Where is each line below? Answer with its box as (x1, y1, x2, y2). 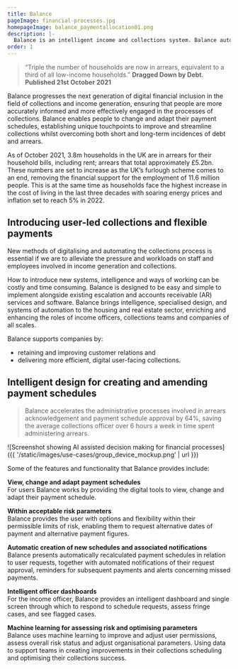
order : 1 (7, 43, 33, 50)
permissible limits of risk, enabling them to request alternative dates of (7, 521, 213, 530)
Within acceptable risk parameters (7, 506, 112, 515)
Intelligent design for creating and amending (7, 376, 208, 388)
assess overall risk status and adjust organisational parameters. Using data (7, 638, 226, 647)
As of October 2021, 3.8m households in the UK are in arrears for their (7, 151, 212, 159)
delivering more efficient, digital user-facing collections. (17, 356, 181, 364)
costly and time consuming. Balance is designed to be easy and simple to (7, 283, 222, 291)
